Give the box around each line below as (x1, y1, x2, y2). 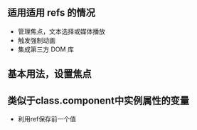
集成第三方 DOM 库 (17, 45, 75, 54)
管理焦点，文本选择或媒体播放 (17, 27, 105, 36)
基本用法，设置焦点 (7, 68, 92, 80)
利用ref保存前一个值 (17, 115, 77, 124)
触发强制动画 (17, 36, 55, 44)
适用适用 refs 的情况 (7, 6, 96, 19)
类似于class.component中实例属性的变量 (7, 94, 190, 106)
